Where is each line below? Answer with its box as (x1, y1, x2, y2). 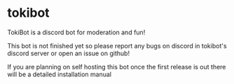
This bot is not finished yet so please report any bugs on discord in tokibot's (7, 41, 227, 50)
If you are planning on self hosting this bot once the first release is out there (7, 62, 226, 71)
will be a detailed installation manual (7, 70, 112, 78)
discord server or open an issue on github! (7, 49, 130, 57)
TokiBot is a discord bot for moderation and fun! (7, 28, 146, 36)
